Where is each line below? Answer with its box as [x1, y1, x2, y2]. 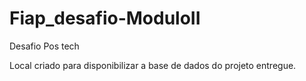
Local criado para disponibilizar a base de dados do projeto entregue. [9, 59, 297, 71]
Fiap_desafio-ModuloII [9, 7, 201, 30]
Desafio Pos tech [9, 40, 80, 52]
